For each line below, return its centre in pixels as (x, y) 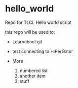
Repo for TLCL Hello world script (38, 22)
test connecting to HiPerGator (42, 51)
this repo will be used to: (30, 32)
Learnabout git (27, 42)
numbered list (34, 71)
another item (33, 76)
